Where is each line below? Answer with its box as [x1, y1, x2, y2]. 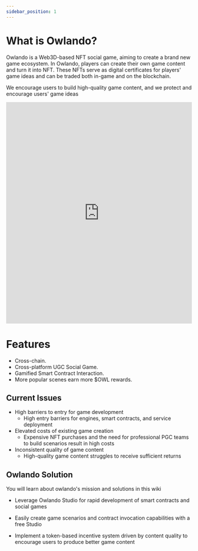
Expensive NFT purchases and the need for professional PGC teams [23, 433, 189, 441]
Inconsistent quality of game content [14, 446, 104, 454]
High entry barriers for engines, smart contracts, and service [23, 415, 171, 422]
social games [14, 503, 47, 510]
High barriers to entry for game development [14, 409, 124, 416]
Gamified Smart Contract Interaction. [14, 370, 104, 377]
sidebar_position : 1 [6, 8, 57, 15]
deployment [23, 421, 53, 428]
